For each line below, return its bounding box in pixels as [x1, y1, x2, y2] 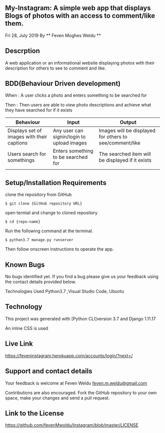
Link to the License [5, 409, 64, 417]
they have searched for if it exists [5, 107, 73, 113]
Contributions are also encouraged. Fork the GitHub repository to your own [5, 390, 157, 396]
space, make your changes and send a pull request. [5, 395, 110, 401]
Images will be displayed [99, 127, 156, 134]
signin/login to [53, 133, 86, 140]
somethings [7, 157, 35, 164]
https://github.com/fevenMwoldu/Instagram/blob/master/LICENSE [5, 422, 138, 428]
